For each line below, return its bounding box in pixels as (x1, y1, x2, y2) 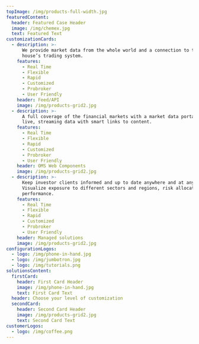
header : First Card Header (17, 279, 84, 285)
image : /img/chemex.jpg (11, 25, 70, 31)
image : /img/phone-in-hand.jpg (17, 284, 94, 291)
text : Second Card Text (17, 317, 76, 323)
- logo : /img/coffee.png (11, 329, 73, 335)
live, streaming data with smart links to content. (21, 119, 152, 125)
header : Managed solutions (17, 235, 84, 241)
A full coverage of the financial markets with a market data (21, 113, 179, 119)
